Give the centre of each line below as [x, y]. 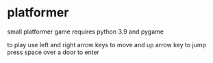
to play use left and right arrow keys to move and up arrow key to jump [107, 45]
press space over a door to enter [53, 52]
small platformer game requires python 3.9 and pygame [86, 32]
